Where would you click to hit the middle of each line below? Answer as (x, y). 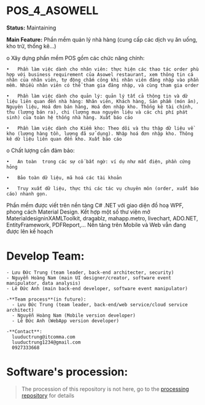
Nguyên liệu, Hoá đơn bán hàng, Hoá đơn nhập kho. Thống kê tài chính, (100, 107)
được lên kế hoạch (30, 231)
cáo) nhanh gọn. (27, 194)
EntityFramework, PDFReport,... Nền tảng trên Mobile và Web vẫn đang (96, 225)
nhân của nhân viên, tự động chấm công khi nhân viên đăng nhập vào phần (103, 80)
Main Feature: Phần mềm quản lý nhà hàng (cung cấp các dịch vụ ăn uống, (102, 39)
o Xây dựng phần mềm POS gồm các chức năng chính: (75, 58)
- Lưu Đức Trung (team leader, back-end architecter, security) (90, 272)
